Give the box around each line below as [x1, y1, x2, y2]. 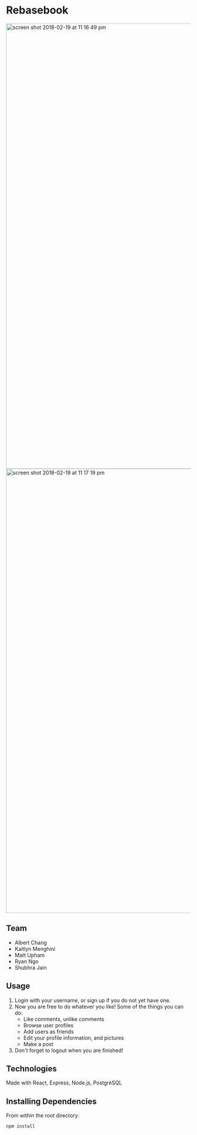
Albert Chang [14, 939, 47, 946]
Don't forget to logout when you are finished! [14, 1047, 124, 1054]
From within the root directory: [6, 1112, 80, 1119]
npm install [6, 1123, 35, 1130]
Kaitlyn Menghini [14, 945, 56, 952]
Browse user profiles [23, 1021, 74, 1029]
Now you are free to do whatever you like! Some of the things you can [14, 1003, 184, 1010]
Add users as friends [23, 1028, 74, 1035]
